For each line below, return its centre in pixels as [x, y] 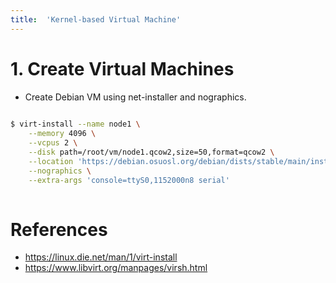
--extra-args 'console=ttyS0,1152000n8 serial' [129, 180]
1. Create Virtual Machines [122, 68]
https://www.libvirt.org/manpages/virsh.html [116, 268]
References [59, 229]
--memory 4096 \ [62, 134]
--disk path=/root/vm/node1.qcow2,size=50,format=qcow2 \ [151, 152]
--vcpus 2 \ [53, 143]
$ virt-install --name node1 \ [75, 124]
